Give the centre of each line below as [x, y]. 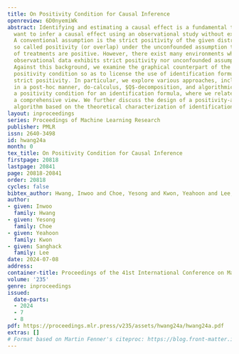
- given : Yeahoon [33, 233]
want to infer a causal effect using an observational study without [119, 34]
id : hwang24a [27, 140]
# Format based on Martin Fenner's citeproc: [76, 339]
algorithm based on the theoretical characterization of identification [124, 107]
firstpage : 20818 [33, 160]
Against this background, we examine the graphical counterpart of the [122, 67]
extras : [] [23, 333]
